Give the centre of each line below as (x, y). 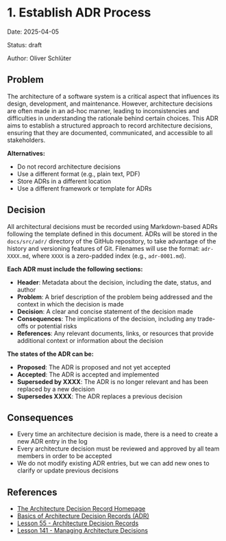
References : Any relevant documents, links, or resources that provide (115, 333)
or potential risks (53, 326)
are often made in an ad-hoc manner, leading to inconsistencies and (103, 110)
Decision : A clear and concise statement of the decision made (105, 311)
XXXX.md (18, 256)
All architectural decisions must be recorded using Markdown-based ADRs (112, 226)
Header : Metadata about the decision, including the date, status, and (114, 282)
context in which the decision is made (71, 304)
